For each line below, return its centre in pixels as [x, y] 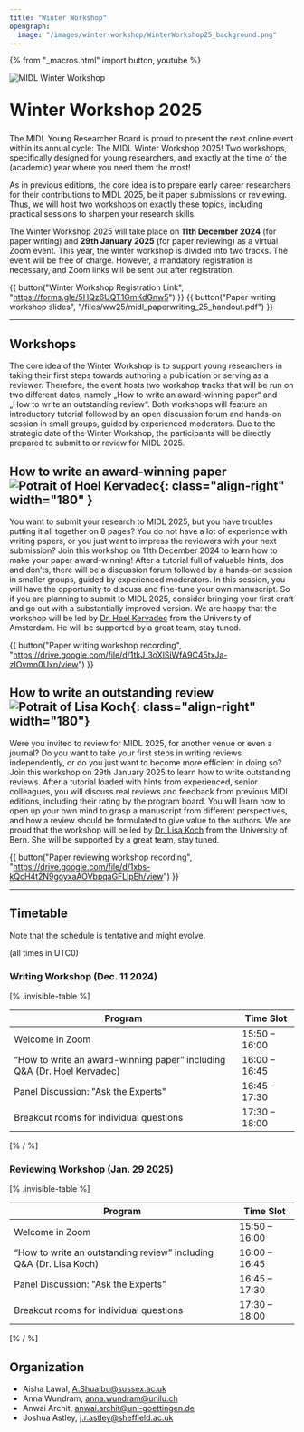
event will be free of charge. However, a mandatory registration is [131, 260]
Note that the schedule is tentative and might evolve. [108, 935]
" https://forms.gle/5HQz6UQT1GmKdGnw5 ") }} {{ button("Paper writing [142, 297]
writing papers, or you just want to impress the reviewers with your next [143, 541]
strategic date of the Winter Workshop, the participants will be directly [140, 433]
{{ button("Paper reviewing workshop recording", [101, 857]
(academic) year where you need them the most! [100, 168]
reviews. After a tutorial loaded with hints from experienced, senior [133, 782]
